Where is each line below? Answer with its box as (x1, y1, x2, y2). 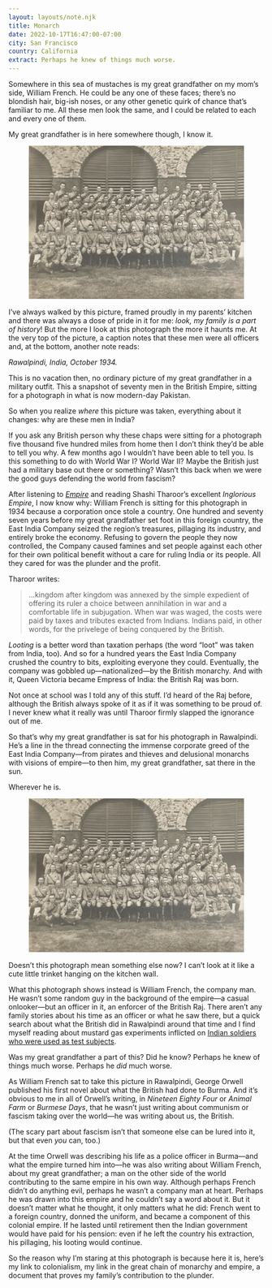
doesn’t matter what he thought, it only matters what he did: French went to (8, 1203, 261, 1212)
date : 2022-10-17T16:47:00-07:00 (8, 30, 122, 38)
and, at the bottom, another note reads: (8, 342, 140, 352)
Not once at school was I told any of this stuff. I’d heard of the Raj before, (8, 690, 253, 700)
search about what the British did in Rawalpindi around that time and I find (8, 1019, 256, 1029)
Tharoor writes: (8, 574, 60, 584)
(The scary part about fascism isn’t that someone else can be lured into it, (8, 1126, 256, 1136)
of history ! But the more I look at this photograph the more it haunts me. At (8, 325, 257, 335)
